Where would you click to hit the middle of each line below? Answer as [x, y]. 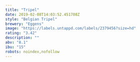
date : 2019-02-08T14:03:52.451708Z [43, 14]
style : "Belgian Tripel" [31, 19]
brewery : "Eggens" [24, 24]
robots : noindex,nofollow [32, 51]
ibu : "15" [16, 47]
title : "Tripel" [22, 10]
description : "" [22, 38]
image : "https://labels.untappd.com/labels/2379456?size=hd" [71, 28]
